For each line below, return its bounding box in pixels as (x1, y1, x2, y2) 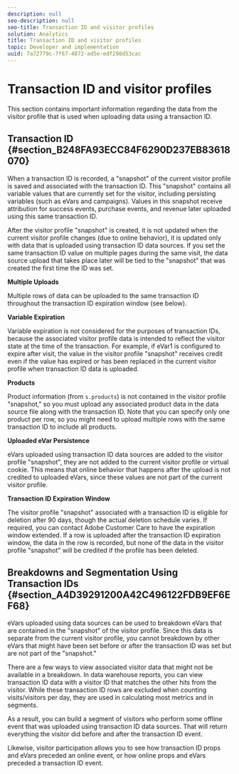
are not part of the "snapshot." (7, 649, 97, 658)
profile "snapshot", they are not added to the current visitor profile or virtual (7, 457, 229, 466)
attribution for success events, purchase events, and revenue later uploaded (7, 204, 231, 213)
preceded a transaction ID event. (7, 759, 104, 768)
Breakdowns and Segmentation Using (7, 566, 179, 579)
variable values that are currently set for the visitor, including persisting (7, 189, 216, 198)
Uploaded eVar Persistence (7, 436, 90, 444)
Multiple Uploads (7, 277, 59, 286)
